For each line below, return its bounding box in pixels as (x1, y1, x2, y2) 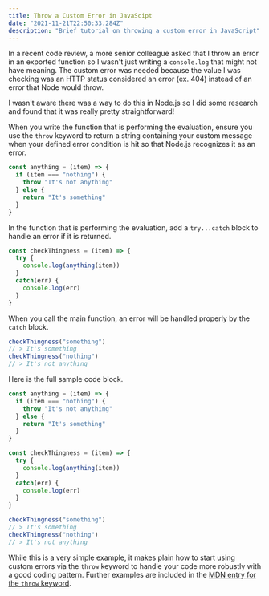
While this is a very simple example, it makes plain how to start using (8, 553, 235, 562)
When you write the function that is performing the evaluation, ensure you (8, 122, 253, 132)
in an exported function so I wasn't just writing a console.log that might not (8, 57, 257, 67)
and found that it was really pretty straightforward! (8, 107, 175, 116)
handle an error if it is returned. (8, 231, 112, 241)
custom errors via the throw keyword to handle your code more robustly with (8, 561, 262, 570)
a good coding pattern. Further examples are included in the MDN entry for (8, 570, 257, 579)
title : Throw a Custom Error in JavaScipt (8, 11, 153, 20)
